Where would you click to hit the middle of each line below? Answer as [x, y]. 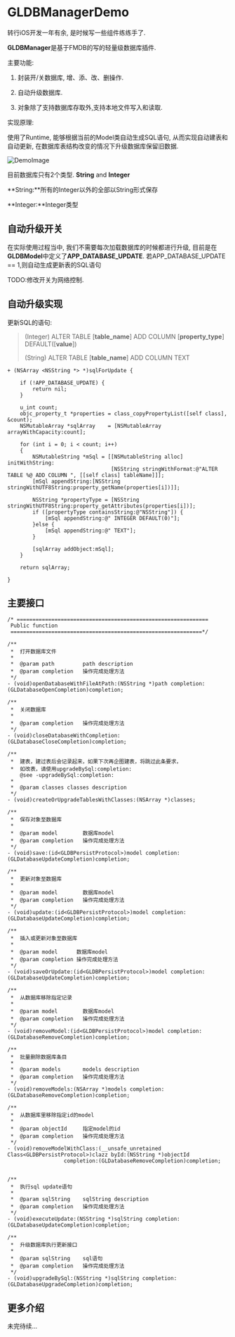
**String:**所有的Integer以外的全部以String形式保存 [83, 189]
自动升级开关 [35, 229]
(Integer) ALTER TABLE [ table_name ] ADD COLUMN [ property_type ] [124, 336]
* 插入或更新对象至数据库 [44, 939]
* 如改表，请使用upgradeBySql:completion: [71, 769]
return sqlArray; [45, 567]
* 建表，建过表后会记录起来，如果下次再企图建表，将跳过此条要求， [96, 762]
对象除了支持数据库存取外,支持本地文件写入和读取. [90, 107]
